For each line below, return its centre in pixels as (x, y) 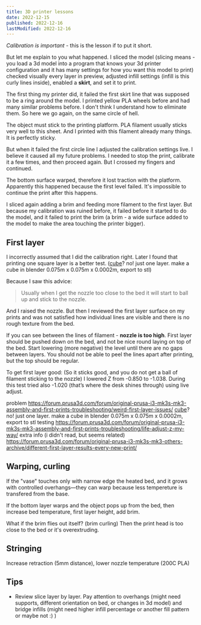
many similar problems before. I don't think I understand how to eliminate (97, 107)
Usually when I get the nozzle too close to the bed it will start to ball (104, 293)
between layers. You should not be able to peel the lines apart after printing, (100, 354)
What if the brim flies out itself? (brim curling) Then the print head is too (95, 523)
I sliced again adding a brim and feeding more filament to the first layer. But (99, 205)
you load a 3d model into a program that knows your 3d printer (84, 64)
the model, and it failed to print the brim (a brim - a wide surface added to (97, 217)
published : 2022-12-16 (34, 23)
